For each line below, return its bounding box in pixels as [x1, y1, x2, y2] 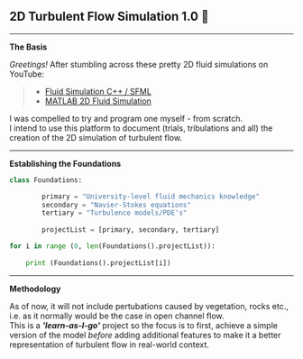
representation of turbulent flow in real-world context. [9, 339, 210, 350]
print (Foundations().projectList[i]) [25, 258, 171, 267]
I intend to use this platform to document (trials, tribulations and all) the [9, 123, 273, 133]
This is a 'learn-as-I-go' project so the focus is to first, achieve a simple [9, 319, 278, 330]
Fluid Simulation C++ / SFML [44, 86, 151, 97]
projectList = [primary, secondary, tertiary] [41, 226, 220, 235]
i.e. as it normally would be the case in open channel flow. [9, 310, 225, 321]
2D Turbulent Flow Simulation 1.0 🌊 [9, 9, 209, 24]
